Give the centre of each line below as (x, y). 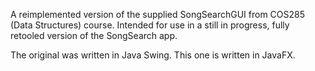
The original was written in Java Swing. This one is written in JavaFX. (153, 55)
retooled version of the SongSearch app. (94, 35)
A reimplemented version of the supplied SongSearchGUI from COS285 (158, 14)
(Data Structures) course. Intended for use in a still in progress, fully (150, 25)
